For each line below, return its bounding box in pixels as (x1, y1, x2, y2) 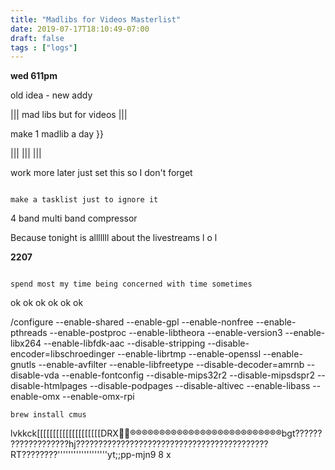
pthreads (10, 327, 48, 339)
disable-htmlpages (10, 380, 88, 392)
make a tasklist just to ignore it (10, 195, 159, 205)
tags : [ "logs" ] (10, 42, 78, 53)
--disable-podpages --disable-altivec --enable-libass (89, 380, 311, 392)
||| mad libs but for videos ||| (10, 109, 128, 121)
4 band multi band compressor (10, 212, 138, 225)
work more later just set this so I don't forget (10, 167, 193, 179)
